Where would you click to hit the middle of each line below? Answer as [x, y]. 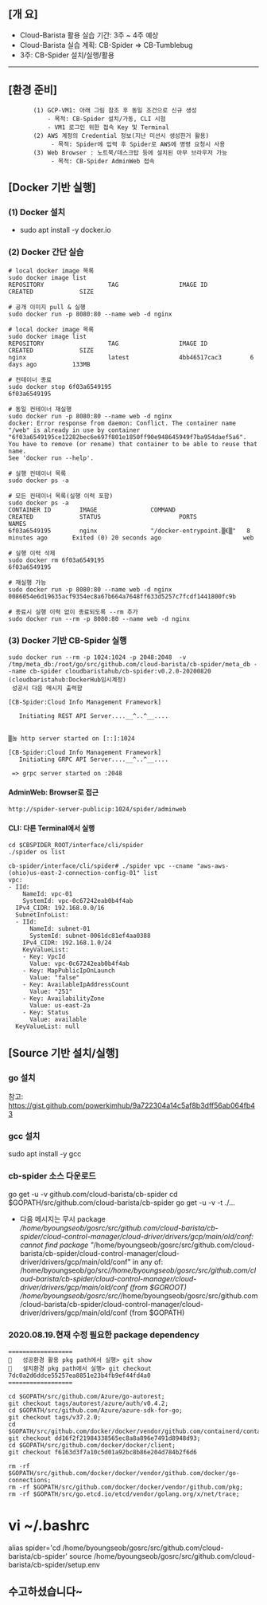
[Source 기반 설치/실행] [64, 1053]
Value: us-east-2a [60, 1006]
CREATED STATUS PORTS [103, 516]
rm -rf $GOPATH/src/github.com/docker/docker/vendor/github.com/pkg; [126, 1487]
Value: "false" [54, 978]
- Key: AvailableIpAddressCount [76, 985]
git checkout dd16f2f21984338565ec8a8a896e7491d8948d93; [104, 1438]
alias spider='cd [35, 1548]
